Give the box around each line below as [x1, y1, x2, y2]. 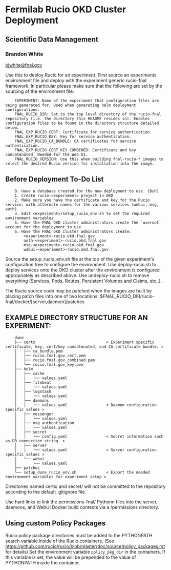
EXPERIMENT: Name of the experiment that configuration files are [14, 98, 159, 103]
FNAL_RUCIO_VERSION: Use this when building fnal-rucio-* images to [14, 156, 164, 162]
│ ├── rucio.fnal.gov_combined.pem [14, 358, 95, 363]
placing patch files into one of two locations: [5, 293, 99, 299]
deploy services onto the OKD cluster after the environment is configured [5, 267, 160, 273]
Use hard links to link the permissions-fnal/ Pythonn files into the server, [5, 499, 158, 505]
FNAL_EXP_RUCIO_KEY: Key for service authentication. [14, 134, 132, 139]
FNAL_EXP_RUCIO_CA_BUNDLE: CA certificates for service [14, 139, 137, 144]
